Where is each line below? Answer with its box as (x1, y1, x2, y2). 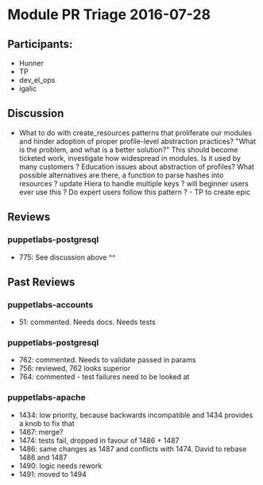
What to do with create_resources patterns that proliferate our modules (18, 127, 252, 137)
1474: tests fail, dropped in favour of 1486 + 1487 (18, 436, 180, 445)
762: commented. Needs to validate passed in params (18, 355, 196, 365)
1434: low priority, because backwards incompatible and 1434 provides (18, 410, 253, 420)
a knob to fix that (18, 418, 75, 428)
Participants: (7, 37, 73, 51)
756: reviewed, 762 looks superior (18, 364, 131, 374)
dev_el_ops (18, 76, 56, 84)
